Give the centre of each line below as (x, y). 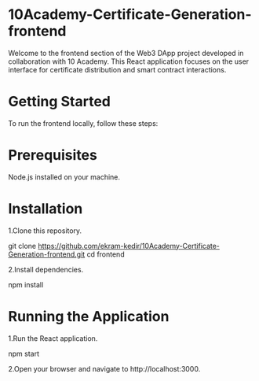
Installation (46, 209)
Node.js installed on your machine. (64, 177)
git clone (22, 246)
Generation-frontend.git (47, 254)
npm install (26, 284)
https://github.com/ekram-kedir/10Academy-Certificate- (129, 246)
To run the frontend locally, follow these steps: (83, 123)
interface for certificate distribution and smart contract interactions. (117, 69)
